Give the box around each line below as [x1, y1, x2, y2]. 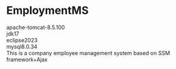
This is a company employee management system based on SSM [6, 49, 171, 56]
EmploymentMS [6, 4, 89, 18]
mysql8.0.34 [6, 43, 38, 50]
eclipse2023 [6, 36, 38, 44]
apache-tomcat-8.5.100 [6, 24, 65, 31]
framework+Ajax [6, 56, 48, 63]
